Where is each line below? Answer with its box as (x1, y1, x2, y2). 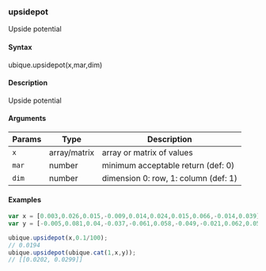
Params (12, 134, 42, 145)
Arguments (8, 114, 47, 123)
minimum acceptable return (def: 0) (101, 160, 235, 171)
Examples (8, 194, 42, 204)
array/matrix (48, 147, 95, 158)
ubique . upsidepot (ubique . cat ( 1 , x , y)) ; (8, 248, 136, 257)
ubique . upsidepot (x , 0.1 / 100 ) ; (8, 234, 108, 242)
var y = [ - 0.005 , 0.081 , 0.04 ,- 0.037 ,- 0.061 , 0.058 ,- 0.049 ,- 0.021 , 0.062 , (8, 220, 246, 228)
